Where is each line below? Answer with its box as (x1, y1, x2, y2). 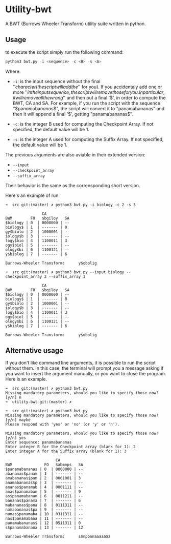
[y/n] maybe (5, 417, 31, 422)
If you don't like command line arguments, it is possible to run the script (5, 360, 156, 366)
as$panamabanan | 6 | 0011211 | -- (5, 494, 83, 499)
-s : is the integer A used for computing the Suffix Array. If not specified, (12, 136, 164, 142)
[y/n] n (5, 395, 22, 400)
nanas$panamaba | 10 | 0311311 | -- (5, 512, 83, 517)
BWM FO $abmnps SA (5, 462, 83, 468)
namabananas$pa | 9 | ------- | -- (5, 507, 83, 512)
